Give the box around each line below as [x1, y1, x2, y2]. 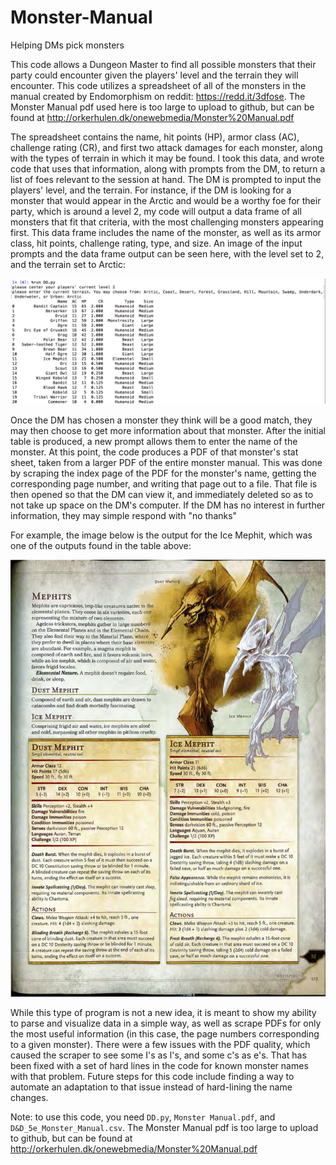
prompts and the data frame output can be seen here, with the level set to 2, [10, 247, 325, 260]
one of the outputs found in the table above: [10, 539, 192, 551]
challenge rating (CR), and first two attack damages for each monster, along [10, 141, 323, 153]
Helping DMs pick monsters [10, 39, 125, 51]
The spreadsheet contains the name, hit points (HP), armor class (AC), [10, 131, 300, 143]
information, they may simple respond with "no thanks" [10, 509, 238, 521]
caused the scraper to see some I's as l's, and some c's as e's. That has [10, 1049, 307, 1061]
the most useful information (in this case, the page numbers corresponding [10, 1028, 320, 1040]
